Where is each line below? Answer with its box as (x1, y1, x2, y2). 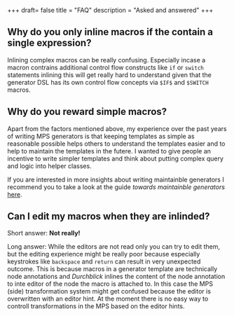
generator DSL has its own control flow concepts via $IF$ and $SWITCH (7, 78, 209, 86)
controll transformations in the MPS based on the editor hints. (7, 302, 185, 310)
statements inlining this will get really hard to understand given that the (7, 70, 212, 79)
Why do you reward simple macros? (7, 106, 167, 118)
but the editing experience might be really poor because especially (7, 250, 200, 259)
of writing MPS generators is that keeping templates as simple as (7, 132, 195, 140)
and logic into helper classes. (7, 161, 92, 170)
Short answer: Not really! (7, 229, 81, 238)
